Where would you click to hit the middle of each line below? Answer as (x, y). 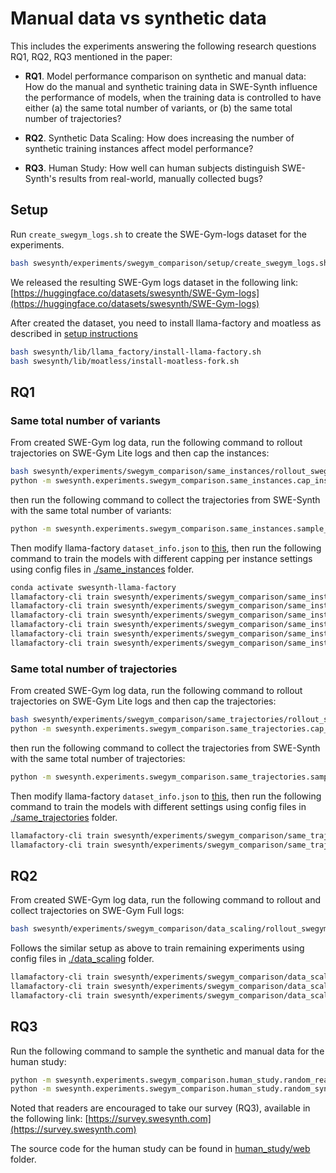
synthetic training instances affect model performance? (139, 148)
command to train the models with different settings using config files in (158, 806)
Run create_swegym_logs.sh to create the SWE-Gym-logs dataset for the (159, 234)
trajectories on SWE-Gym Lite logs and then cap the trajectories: (143, 701)
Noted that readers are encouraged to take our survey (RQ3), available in (160, 1108)
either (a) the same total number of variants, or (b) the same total (158, 108)
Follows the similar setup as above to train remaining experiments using (157, 948)
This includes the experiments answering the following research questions (163, 46)
